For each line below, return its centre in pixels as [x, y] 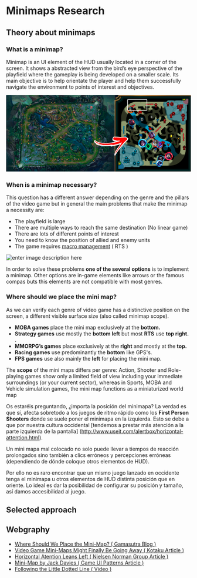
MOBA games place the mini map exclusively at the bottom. [87, 327]
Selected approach [42, 510]
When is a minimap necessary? [52, 184]
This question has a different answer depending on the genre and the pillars [98, 197]
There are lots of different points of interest [67, 234]
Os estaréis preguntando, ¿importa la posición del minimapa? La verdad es [96, 406]
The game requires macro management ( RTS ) [71, 246]
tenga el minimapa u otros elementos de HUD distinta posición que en [90, 479]
